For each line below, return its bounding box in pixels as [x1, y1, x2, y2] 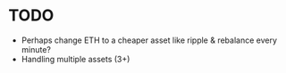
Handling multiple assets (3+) [21, 53, 130, 64]
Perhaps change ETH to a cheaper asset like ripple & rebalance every [21, 35, 278, 45]
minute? [21, 44, 51, 54]
